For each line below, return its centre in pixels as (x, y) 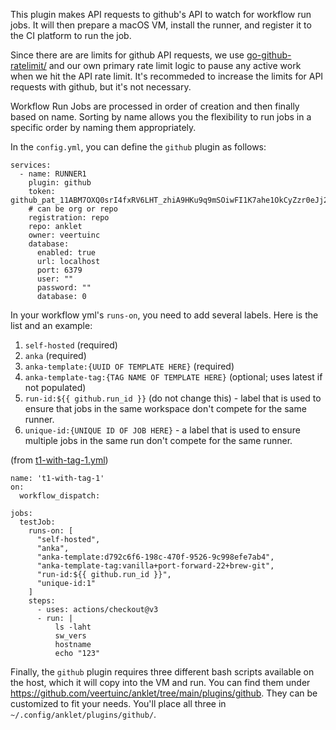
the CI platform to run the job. (71, 35)
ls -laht (73, 627)
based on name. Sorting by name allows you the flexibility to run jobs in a (161, 117)
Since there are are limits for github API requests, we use (127, 55)
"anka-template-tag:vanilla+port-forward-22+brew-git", (155, 566)
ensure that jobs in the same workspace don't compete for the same (165, 408)
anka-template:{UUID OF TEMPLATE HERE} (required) (129, 366)
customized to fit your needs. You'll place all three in (118, 703)
